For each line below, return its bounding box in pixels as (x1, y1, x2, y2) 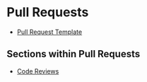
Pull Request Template (16, 28, 83, 36)
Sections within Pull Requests (6, 48, 141, 60)
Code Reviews (16, 66, 59, 75)
